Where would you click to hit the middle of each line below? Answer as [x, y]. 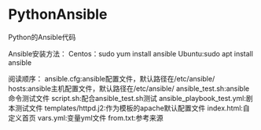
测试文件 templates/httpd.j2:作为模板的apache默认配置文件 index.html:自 [132, 108]
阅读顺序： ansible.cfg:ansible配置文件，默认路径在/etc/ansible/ [112, 78]
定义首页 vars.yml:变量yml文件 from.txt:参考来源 [86, 117]
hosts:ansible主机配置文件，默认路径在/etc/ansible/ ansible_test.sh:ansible [129, 88]
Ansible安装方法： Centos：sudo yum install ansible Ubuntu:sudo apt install [131, 53]
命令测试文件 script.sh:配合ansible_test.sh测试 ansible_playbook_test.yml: [127, 98]
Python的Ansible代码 [42, 37]
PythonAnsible [58, 14]
